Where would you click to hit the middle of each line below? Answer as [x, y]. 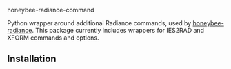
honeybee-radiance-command [51, 10]
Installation [32, 59]
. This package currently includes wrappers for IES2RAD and [118, 30]
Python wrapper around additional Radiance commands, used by [99, 23]
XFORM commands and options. [53, 38]
